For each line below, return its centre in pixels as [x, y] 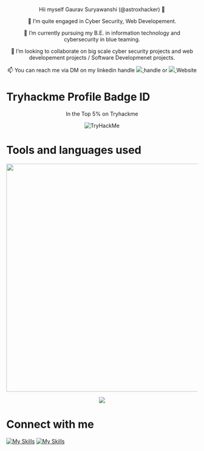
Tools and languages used [74, 150]
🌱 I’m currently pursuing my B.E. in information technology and [102, 33]
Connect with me [50, 425]
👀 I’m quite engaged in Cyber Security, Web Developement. [102, 21]
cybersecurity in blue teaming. [102, 39]
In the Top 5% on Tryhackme [102, 114]
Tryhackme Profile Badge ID [78, 97]
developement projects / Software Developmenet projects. [102, 57]
